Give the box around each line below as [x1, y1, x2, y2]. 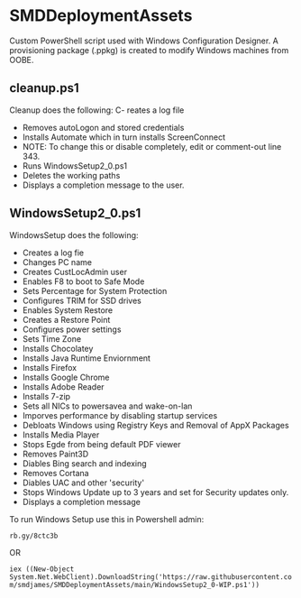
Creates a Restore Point [22, 314, 111, 325]
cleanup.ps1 [9, 80, 79, 96]
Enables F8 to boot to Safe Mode [22, 276, 145, 287]
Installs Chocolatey [22, 343, 94, 354]
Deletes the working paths [22, 170, 121, 180]
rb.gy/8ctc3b [9, 531, 59, 540]
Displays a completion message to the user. [22, 179, 185, 190]
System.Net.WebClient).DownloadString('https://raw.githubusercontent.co [9, 572, 293, 582]
